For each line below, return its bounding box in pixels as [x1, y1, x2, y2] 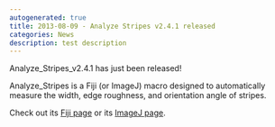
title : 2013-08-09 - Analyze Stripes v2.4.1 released [9, 22, 216, 31]
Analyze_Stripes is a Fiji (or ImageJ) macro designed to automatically [9, 80, 266, 91]
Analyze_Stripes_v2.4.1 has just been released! [9, 63, 182, 74]
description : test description [9, 38, 127, 48]
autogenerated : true [9, 13, 87, 23]
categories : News [9, 30, 75, 39]
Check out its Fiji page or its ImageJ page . [9, 107, 166, 118]
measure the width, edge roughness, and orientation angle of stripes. [9, 90, 267, 101]
